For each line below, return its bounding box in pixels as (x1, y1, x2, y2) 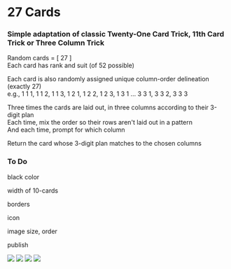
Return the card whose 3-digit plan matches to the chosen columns (7, 139, 202, 148)
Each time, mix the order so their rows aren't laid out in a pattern (7, 118, 193, 127)
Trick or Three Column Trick (7, 38, 105, 48)
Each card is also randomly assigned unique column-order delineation (7, 75, 210, 83)
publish (7, 240, 29, 249)
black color (7, 172, 40, 181)
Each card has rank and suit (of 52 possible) (7, 61, 135, 70)
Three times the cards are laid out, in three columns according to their (7, 103, 209, 112)
